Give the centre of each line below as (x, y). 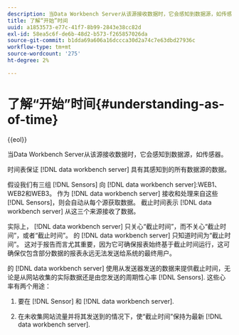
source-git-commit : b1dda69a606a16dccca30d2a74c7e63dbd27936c (101, 41)
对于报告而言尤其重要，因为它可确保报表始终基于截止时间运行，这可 (131, 244)
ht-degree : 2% (28, 61)
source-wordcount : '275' (44, 54)
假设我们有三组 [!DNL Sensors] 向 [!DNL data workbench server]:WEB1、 (114, 184)
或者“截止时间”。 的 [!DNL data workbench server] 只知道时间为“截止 (124, 235)
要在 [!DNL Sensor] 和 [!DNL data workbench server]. (96, 301)
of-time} (33, 119)
